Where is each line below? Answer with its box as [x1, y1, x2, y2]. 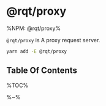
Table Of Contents [6, 66, 78, 76]
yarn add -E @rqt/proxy [6, 48, 67, 55]
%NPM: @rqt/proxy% [6, 25, 61, 32]
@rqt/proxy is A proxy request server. [6, 36, 100, 44]
